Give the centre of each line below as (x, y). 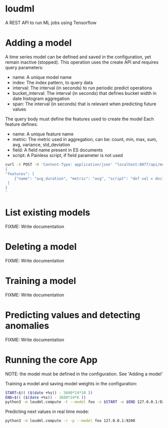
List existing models (48, 212)
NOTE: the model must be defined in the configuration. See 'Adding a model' (84, 374)
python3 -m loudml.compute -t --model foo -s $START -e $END (70, 402)
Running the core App (51, 360)
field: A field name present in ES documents (58, 150)
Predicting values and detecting (73, 315)
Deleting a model (41, 247)
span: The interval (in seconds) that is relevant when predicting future (84, 104)
